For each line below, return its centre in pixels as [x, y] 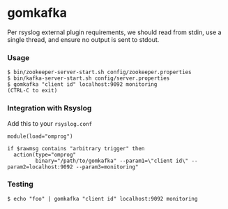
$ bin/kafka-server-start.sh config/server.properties [89, 78]
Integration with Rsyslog [50, 108]
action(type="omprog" [45, 154]
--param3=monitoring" [107, 167]
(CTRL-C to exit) [32, 91]
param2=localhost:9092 [40, 167]
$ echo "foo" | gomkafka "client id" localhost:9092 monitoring [102, 199]
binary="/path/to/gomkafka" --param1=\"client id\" [112, 161]
